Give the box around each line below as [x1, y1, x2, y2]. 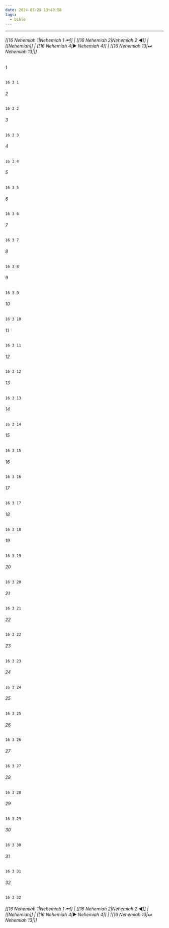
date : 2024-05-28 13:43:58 [5, 7, 62, 13]
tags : [5, 12, 17, 17]
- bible [10, 17, 26, 22]
